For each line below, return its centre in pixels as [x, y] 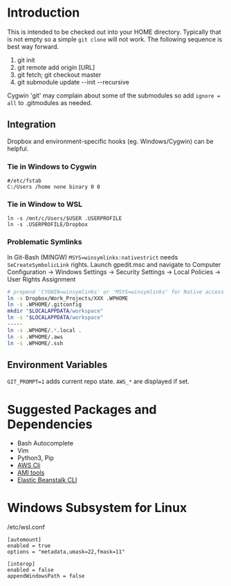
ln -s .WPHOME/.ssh [35, 343]
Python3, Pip [35, 458]
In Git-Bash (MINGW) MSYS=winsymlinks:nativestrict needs [93, 257]
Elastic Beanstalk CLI [47, 480]
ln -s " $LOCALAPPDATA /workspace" [55, 318]
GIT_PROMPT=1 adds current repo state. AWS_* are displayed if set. [99, 381]
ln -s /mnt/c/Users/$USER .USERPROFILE [65, 219]
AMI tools [31, 473]
